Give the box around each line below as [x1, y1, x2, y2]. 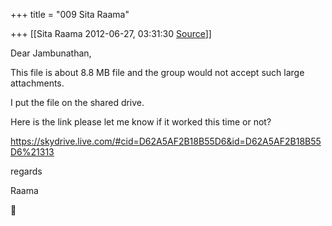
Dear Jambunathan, [10, 47, 92, 59]
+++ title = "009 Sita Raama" [10, 9, 130, 20]
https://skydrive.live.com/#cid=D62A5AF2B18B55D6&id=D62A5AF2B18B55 [10, 135, 322, 147]
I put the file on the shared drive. [10, 97, 145, 108]
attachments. [10, 77, 65, 89]
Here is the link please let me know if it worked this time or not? [10, 116, 272, 128]
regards [10, 165, 43, 177]
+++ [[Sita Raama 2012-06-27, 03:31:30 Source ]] [10, 28, 212, 39]
